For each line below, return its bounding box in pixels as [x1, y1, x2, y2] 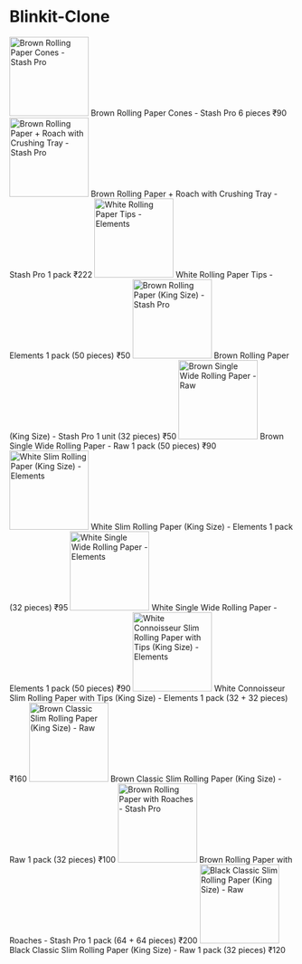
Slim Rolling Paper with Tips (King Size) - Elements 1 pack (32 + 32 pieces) [9, 692, 288, 703]
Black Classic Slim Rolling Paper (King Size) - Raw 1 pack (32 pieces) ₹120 [9, 944, 287, 955]
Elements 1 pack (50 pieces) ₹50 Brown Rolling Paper [9, 350, 289, 361]
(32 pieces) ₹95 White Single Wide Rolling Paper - [9, 601, 278, 612]
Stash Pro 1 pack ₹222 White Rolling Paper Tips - [9, 269, 273, 279]
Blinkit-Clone [9, 6, 110, 27]
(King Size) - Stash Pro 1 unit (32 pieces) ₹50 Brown [9, 430, 285, 441]
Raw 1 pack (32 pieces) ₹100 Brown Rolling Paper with [9, 854, 293, 865]
